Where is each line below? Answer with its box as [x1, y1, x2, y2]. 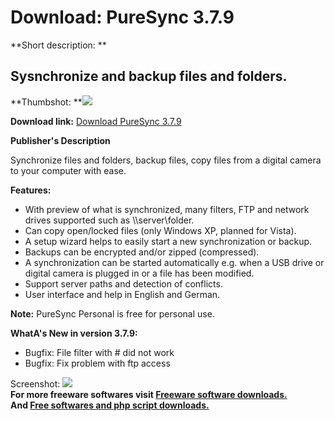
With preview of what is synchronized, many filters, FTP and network [24, 203, 310, 215]
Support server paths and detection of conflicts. [24, 277, 223, 290]
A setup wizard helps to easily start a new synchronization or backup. [24, 235, 313, 247]
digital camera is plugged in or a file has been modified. [24, 267, 255, 279]
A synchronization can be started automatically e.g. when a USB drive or [24, 256, 325, 268]
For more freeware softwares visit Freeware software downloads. [10, 388, 288, 400]
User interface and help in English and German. [24, 288, 221, 300]
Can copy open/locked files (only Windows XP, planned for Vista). [24, 224, 297, 236]
